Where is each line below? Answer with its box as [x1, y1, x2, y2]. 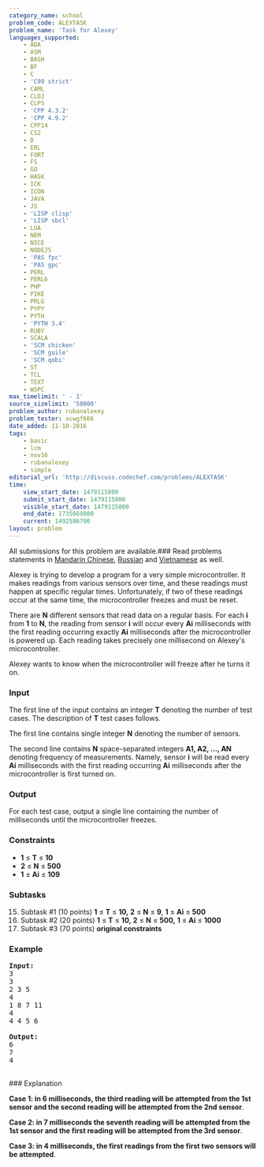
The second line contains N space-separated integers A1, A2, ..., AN [9, 744, 232, 754]
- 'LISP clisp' [23, 210, 73, 218]
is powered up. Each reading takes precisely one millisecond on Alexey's [9, 636, 245, 645]
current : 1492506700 [23, 517, 91, 525]
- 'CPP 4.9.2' [23, 114, 69, 122]
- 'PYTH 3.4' [23, 319, 66, 327]
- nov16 [23, 451, 48, 460]
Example [9, 943, 43, 954]
